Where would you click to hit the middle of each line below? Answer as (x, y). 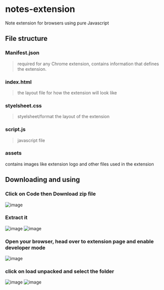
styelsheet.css (24, 106)
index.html (18, 82)
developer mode (25, 248)
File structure (26, 39)
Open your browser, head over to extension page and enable (80, 241)
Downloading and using (43, 180)
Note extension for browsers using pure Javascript (57, 23)
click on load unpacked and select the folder (60, 272)
